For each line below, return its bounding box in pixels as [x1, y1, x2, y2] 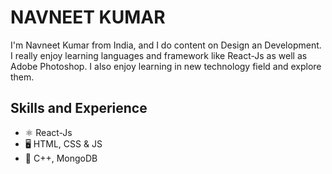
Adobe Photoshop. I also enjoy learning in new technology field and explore [10, 60, 322, 72]
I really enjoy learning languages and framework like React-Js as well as [10, 49, 308, 61]
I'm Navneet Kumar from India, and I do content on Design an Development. [10, 39, 322, 51]
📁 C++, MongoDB [24, 152, 98, 164]
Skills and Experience [10, 100, 148, 117]
